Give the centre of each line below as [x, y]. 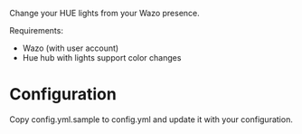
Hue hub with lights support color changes [102, 57]
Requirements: [36, 30]
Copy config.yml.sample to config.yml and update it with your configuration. [151, 119]
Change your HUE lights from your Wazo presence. [105, 13]
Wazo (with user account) [71, 48]
